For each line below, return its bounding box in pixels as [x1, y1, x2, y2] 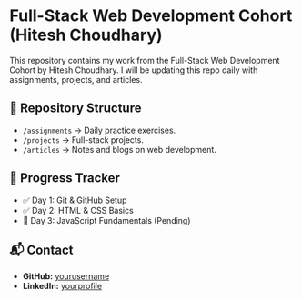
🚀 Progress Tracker [9, 170, 121, 186]
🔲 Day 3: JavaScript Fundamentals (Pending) [22, 215, 191, 225]
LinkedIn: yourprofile [22, 281, 103, 292]
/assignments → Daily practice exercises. [22, 125, 176, 135]
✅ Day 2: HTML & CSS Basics [22, 205, 134, 215]
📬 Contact [9, 242, 74, 257]
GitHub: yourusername [22, 271, 110, 282]
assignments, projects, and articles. [9, 74, 143, 85]
